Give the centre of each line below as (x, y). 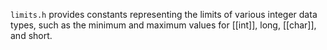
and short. (31, 35)
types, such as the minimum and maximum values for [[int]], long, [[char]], (163, 25)
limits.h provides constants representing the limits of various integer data (164, 14)
